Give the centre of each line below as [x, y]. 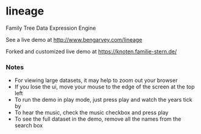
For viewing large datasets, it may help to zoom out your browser [96, 81]
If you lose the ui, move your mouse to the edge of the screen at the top [105, 87]
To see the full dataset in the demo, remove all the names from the [98, 119]
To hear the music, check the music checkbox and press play [91, 113]
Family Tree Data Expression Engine [51, 28]
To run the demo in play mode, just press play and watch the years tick [103, 100]
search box [29, 126]
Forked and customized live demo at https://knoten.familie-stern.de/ [91, 51]
